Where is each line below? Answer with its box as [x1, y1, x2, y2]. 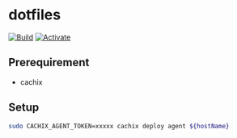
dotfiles [8, 6, 61, 24]
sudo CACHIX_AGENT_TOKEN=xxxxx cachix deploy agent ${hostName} [8, 122, 230, 130]
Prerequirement [8, 56, 90, 69]
